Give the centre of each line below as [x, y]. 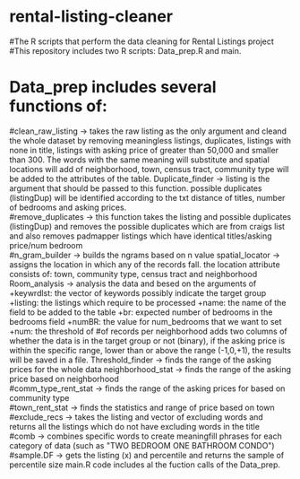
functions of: [58, 106]
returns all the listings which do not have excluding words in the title [134, 426]
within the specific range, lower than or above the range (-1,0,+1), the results [150, 350]
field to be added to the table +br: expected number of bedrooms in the [141, 312]
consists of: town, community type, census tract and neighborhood [133, 274]
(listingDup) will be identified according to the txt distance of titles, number [147, 197]
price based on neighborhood [64, 379]
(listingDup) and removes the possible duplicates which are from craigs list [147, 226]
